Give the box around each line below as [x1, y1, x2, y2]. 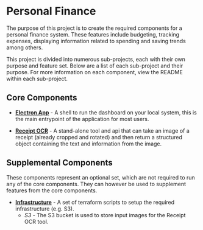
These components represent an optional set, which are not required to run [6, 173, 195, 181]
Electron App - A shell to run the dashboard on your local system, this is [15, 108, 197, 116]
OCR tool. [24, 218, 49, 225]
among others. [6, 44, 43, 51]
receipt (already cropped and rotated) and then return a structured [15, 133, 183, 141]
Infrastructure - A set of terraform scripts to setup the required [15, 198, 175, 206]
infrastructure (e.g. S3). [15, 205, 74, 212]
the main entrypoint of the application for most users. [15, 115, 149, 122]
